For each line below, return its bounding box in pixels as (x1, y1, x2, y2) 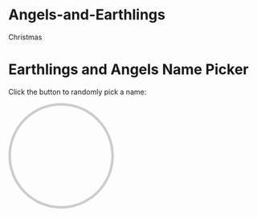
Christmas (8, 32, 43, 42)
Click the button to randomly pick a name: (8, 87, 147, 96)
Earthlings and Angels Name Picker (8, 60, 249, 79)
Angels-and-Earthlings (8, 6, 166, 24)
